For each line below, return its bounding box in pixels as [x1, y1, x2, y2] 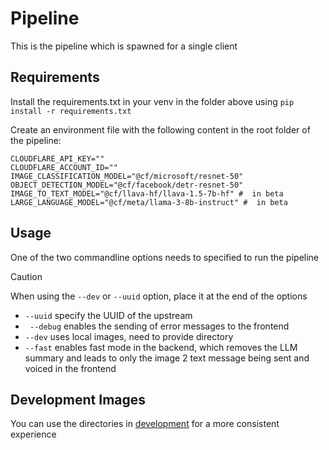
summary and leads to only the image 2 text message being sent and [24, 352, 310, 364]
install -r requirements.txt [10, 106, 132, 116]
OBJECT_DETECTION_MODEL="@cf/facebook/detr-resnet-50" [10, 180, 244, 190]
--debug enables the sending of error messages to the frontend [29, 320, 290, 332]
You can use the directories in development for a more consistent [10, 418, 280, 430]
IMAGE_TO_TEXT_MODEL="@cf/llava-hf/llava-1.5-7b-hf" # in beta [10, 188, 284, 199]
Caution [10, 270, 43, 282]
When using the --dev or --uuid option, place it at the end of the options [10, 290, 308, 302]
